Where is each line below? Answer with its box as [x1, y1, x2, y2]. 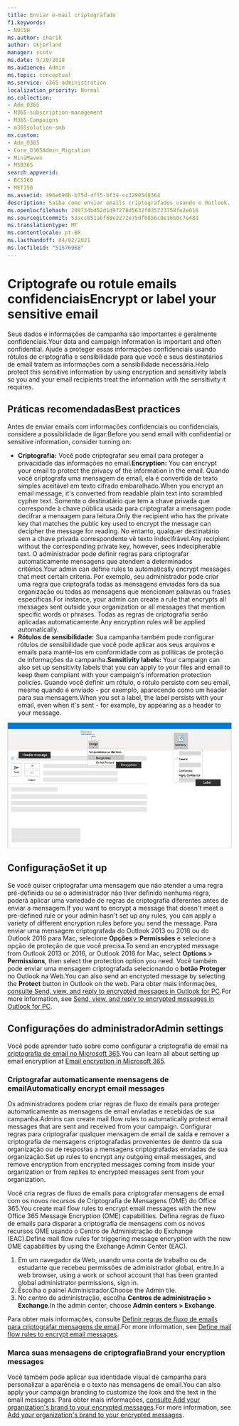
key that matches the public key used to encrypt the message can [17, 519, 211, 528]
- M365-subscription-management [7, 109, 103, 117]
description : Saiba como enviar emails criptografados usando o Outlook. [7, 199, 231, 206]
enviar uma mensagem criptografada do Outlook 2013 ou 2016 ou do [7, 926, 209, 935]
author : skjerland [7, 41, 62, 49]
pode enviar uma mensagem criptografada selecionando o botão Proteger [7, 964, 226, 972]
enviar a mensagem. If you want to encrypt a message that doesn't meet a [7, 903, 224, 912]
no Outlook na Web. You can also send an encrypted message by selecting [7, 972, 225, 980]
